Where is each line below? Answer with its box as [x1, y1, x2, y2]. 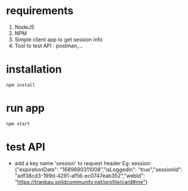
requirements [6, 4, 73, 18]
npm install [6, 82, 35, 88]
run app [6, 101, 45, 115]
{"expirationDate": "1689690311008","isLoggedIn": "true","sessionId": [14, 166, 183, 173]
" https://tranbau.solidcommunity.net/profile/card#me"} [14, 178, 148, 185]
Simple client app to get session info [14, 36, 103, 43]
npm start [6, 121, 31, 127]
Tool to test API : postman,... [14, 42, 83, 49]
